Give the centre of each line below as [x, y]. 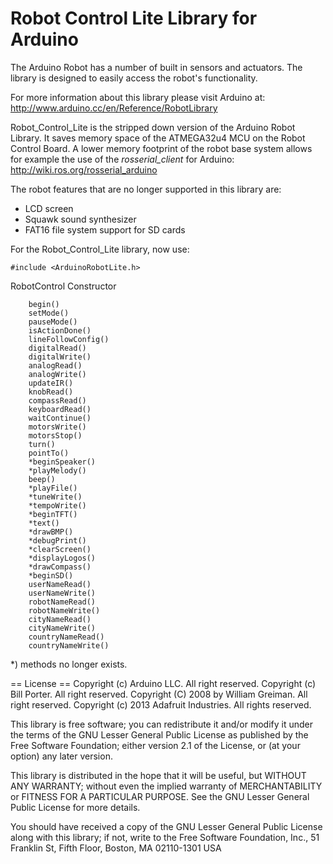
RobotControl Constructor [63, 286]
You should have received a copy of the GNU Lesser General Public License [166, 826]
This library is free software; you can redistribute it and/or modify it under [162, 724]
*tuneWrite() [55, 497]
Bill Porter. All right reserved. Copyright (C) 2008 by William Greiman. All [159, 694]
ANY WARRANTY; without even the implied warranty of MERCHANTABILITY [166, 786]
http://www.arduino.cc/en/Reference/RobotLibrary [114, 108]
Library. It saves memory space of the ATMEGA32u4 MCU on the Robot [158, 138]
